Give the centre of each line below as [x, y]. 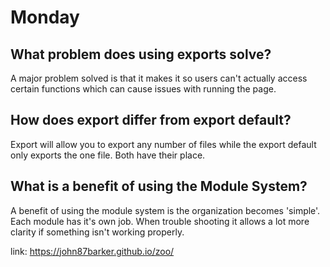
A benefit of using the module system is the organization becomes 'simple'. [165, 210]
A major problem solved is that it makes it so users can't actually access [159, 78]
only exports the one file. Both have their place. [108, 155]
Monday [45, 17]
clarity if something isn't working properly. [97, 232]
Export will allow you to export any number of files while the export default [163, 144]
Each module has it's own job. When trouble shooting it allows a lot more [160, 221]
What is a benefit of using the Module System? [159, 186]
